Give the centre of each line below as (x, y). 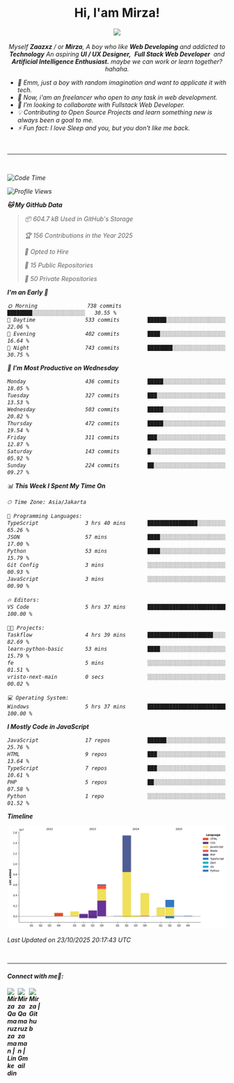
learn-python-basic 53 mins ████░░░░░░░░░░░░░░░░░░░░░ (117, 649)
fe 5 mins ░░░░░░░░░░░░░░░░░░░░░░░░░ (117, 663)
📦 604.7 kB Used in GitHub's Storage (79, 219)
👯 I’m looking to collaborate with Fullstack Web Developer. (101, 105)
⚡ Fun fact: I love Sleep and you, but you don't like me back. (103, 128)
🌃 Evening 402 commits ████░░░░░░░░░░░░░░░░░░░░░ (117, 333)
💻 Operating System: (38, 698)
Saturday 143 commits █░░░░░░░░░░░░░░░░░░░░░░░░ (117, 451)
